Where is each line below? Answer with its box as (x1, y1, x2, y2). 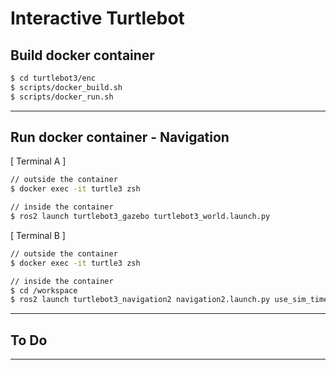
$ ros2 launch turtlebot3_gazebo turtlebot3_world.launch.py (10, 212, 271, 222)
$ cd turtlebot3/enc (10, 73, 97, 83)
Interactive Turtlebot (10, 7, 185, 30)
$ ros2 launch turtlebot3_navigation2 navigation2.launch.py (10, 295, 271, 305)
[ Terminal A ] (10, 155, 67, 167)
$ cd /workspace (10, 285, 78, 296)
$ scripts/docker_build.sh (10, 82, 123, 92)
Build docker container (10, 47, 155, 64)
